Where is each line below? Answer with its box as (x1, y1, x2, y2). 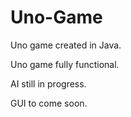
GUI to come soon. (10, 97, 88, 109)
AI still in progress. (10, 77, 87, 90)
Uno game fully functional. (10, 58, 120, 70)
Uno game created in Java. (10, 39, 122, 51)
